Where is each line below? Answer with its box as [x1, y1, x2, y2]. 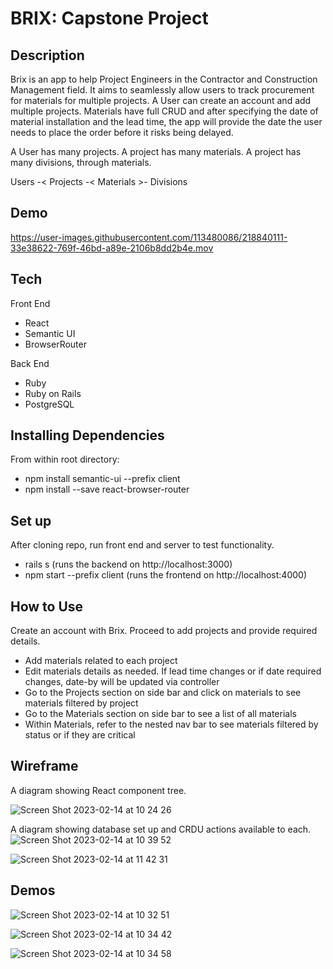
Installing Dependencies [10, 427, 165, 444]
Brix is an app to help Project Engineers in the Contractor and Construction [10, 73, 318, 85]
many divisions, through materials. [10, 157, 152, 168]
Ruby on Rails [24, 387, 82, 399]
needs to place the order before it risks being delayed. [10, 127, 234, 138]
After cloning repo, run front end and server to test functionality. [10, 539, 275, 551]
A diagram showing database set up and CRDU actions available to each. [10, 823, 312, 835]
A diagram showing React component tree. [10, 784, 187, 796]
